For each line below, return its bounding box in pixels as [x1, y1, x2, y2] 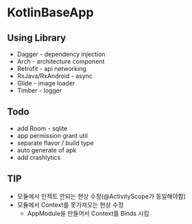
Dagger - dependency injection [16, 50, 106, 58]
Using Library [7, 32, 67, 44]
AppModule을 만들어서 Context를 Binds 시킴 [27, 209, 149, 217]
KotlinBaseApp [7, 5, 94, 20]
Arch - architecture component [16, 57, 105, 66]
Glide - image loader [16, 79, 75, 87]
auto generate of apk [16, 145, 77, 154]
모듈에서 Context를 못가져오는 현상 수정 [16, 200, 124, 209]
